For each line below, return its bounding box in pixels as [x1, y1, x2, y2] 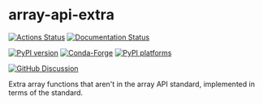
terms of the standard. [8, 87, 84, 98]
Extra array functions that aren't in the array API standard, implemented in [8, 79, 256, 89]
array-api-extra [8, 6, 115, 24]
